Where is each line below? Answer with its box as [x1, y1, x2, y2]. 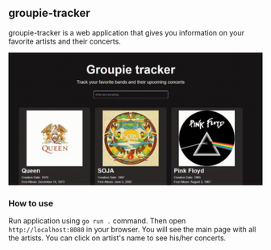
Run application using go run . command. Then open [8, 216, 186, 226]
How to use [8, 198, 54, 209]
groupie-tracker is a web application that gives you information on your [8, 27, 244, 37]
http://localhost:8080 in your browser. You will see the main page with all [8, 225, 256, 235]
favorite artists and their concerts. [8, 36, 121, 46]
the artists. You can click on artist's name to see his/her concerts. [8, 233, 227, 243]
